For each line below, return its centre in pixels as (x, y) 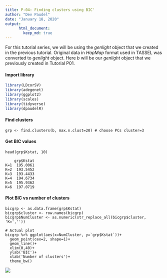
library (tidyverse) (25, 104)
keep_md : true (38, 33)
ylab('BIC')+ (23, 252)
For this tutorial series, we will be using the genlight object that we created (82, 47)
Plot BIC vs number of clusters (37, 198)
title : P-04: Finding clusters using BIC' (50, 10)
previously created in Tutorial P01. (40, 63)
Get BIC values (21, 141)
